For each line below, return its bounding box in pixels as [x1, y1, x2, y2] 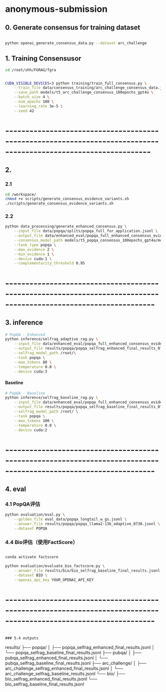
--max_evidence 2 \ [14, 247, 54, 252]
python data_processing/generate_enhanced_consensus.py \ [5, 224, 127, 229]
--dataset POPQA [14, 526, 48, 531]
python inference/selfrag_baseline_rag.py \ [5, 395, 98, 400]
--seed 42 [14, 108, 35, 113]
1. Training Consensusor [5, 54, 82, 63]
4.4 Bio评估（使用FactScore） [5, 538, 78, 545]
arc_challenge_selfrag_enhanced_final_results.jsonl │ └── [5, 665, 124, 672]
